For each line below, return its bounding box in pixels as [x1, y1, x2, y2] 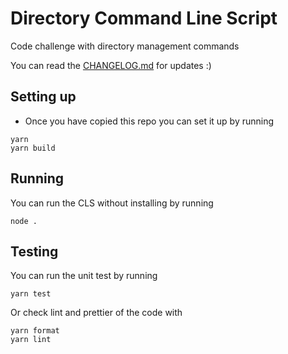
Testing [10, 243, 59, 260]
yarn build [10, 143, 56, 153]
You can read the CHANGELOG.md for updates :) [10, 59, 212, 71]
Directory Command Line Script [10, 7, 278, 30]
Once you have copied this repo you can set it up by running [24, 115, 275, 127]
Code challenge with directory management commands [10, 40, 240, 52]
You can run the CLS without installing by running [10, 197, 214, 209]
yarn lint [10, 335, 52, 345]
